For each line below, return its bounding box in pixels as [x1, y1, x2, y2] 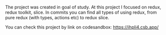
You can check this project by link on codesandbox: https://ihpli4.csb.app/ [5, 24, 159, 30]
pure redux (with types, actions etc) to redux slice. [5, 15, 109, 20]
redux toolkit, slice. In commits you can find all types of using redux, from [5, 9, 157, 15]
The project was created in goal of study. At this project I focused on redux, [5, 4, 161, 10]
